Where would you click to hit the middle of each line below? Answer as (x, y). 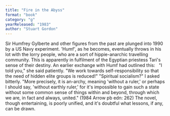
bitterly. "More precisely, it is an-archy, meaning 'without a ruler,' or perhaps (85, 82)
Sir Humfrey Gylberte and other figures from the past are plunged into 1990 (84, 43)
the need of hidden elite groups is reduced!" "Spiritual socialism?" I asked (82, 76)
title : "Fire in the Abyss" (35, 10)
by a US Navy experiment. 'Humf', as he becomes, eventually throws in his (83, 49)
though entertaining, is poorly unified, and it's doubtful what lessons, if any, (84, 103)
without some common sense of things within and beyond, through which (82, 92)
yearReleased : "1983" (28, 24)
